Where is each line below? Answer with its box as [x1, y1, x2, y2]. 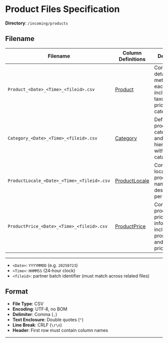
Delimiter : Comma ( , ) [12, 311, 57, 317]
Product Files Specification [5, 3, 120, 15]
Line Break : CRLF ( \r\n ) [12, 321, 62, 328]
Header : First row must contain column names [12, 327, 108, 333]
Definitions [118, 55, 146, 62]
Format [5, 287, 28, 296]
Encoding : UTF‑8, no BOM [12, 306, 67, 312]
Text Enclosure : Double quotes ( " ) [12, 316, 84, 322]
